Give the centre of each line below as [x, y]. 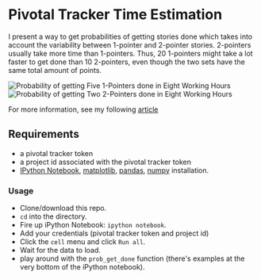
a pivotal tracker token [56, 153]
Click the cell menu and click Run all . [83, 242]
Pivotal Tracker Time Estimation [115, 15]
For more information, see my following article [83, 109]
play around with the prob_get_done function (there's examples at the [132, 258]
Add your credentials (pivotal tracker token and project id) [114, 233]
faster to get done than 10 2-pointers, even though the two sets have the [127, 62]
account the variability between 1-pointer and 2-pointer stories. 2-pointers [130, 44]
